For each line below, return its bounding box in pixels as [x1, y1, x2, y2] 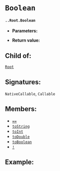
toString [12, 124, 30, 129]
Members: [5, 105, 37, 113]
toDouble [12, 134, 30, 139]
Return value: [12, 38, 40, 43]
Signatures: [5, 78, 41, 86]
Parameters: [12, 28, 38, 34]
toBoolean [12, 139, 32, 145]
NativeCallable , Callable [5, 91, 56, 97]
